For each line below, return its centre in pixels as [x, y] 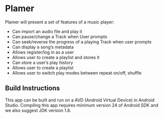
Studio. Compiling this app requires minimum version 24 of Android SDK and [82, 105]
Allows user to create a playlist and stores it [56, 57]
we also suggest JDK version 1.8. [38, 110]
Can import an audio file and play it [47, 31]
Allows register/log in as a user [43, 52]
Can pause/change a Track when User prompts [60, 37]
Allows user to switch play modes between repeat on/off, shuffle [77, 73]
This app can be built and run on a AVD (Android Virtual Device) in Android [80, 100]
